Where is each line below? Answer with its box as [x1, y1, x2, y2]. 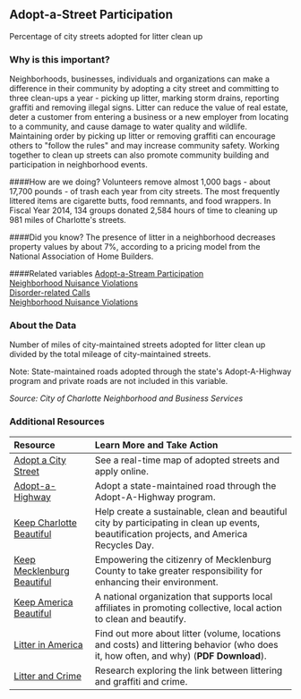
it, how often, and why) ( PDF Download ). [94, 649, 267, 661]
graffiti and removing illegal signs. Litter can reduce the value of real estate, [9, 102, 288, 113]
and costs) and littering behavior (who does [94, 638, 279, 651]
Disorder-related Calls [9, 287, 91, 298]
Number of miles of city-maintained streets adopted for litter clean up [9, 339, 266, 350]
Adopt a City [13, 454, 67, 466]
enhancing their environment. [94, 575, 219, 588]
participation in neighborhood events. [9, 159, 148, 170]
